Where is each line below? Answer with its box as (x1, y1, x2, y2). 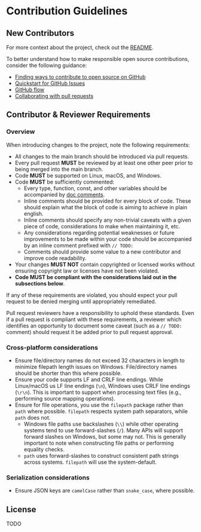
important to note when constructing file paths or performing (23, 439, 174, 447)
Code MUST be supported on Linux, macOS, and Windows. (14, 172, 162, 179)
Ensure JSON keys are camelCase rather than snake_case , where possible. (14, 487, 195, 494)
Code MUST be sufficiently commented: (14, 178, 115, 185)
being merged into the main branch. (14, 166, 103, 173)
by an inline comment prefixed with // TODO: (23, 241, 133, 249)
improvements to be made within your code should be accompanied (23, 235, 192, 243)
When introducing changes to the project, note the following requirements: (6, 141, 190, 148)
